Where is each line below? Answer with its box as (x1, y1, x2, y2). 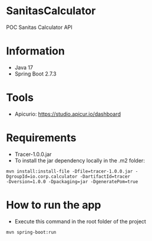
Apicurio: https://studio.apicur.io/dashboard (14, 110, 121, 118)
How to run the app (6, 198, 101, 211)
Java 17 (14, 64, 34, 71)
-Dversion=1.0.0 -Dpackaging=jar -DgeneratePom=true (6, 178, 138, 184)
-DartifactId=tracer (80, 173, 131, 180)
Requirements (6, 131, 77, 144)
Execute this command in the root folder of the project (14, 217, 146, 225)
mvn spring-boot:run (6, 229, 57, 235)
